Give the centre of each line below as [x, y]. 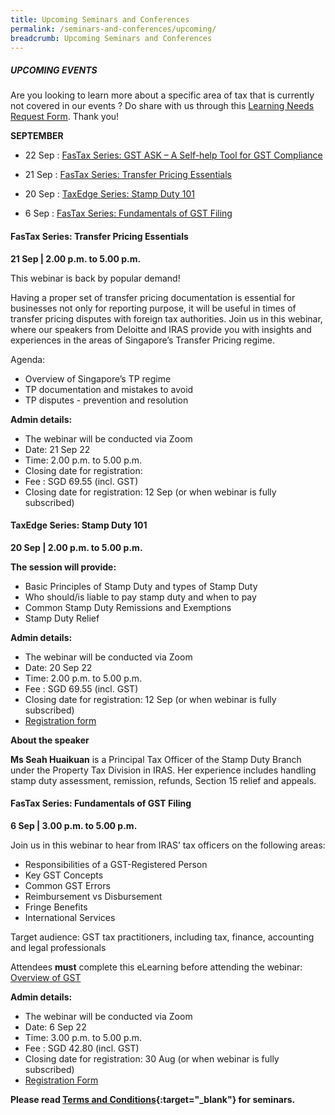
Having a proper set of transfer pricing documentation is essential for [153, 297]
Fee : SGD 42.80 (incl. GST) [82, 1048]
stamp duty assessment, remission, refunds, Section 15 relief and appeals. [163, 780]
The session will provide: [63, 567]
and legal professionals [58, 947]
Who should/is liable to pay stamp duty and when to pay [140, 597]
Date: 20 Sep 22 [58, 667]
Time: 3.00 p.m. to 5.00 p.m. [83, 1037]
